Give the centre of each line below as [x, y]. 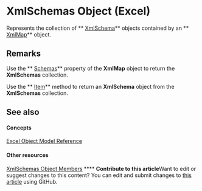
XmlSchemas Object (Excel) [78, 11]
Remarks [24, 54]
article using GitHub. [32, 181]
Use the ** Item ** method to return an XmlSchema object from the [90, 86]
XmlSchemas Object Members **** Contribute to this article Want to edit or [101, 168]
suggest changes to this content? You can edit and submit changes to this [99, 175]
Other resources [27, 155]
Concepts [19, 127]
